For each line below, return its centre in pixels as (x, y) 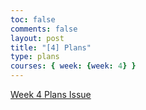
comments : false (44, 29)
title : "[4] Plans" (51, 47)
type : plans (35, 57)
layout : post (37, 38)
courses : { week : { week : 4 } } (73, 66)
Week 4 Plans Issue (51, 94)
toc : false (33, 19)
